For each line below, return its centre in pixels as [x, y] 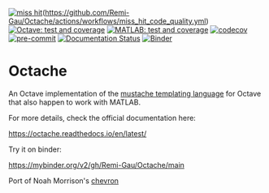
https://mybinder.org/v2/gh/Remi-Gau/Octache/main [97, 165]
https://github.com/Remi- [87, 13]
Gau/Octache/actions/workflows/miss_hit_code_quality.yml [107, 21]
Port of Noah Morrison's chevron [64, 180]
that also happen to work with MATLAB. [74, 102]
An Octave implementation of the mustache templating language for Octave [135, 93]
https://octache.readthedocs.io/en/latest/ [78, 133]
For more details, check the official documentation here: [102, 118]
